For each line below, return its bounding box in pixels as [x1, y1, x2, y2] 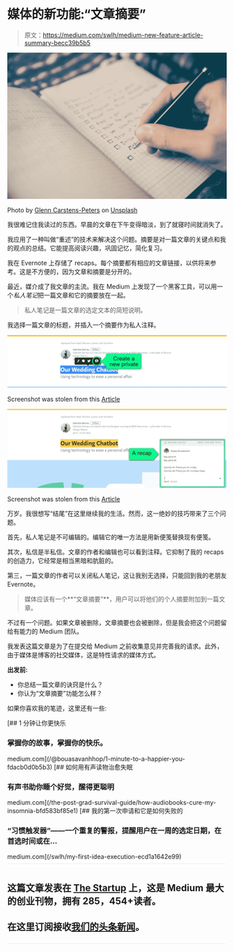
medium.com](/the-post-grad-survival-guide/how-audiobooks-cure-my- [7, 798, 217, 807]
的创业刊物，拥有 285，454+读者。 [7, 895, 162, 907]
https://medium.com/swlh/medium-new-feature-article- [42, 31, 203, 39]
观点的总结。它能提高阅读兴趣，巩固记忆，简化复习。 [13, 244, 166, 252]
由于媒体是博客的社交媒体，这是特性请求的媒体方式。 [7, 651, 160, 659]
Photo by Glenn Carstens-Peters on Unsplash [7, 206, 138, 214]
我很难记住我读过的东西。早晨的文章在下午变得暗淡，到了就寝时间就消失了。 [7, 221, 227, 229]
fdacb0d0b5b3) [7, 763, 53, 771]
